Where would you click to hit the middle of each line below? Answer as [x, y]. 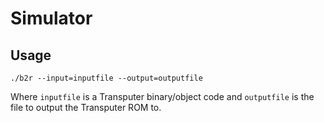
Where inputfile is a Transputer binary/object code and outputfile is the [162, 96]
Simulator [51, 18]
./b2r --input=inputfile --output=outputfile [106, 78]
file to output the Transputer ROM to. [86, 107]
